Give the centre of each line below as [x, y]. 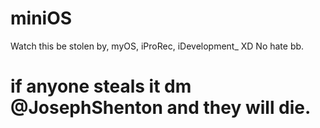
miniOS [41, 18]
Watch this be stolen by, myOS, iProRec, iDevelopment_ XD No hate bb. [157, 46]
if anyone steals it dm [101, 86]
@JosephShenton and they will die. [161, 108]
